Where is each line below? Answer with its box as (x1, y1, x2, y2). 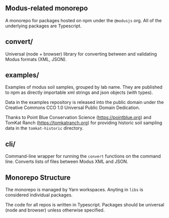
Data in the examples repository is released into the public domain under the (5, 99, 164, 105)
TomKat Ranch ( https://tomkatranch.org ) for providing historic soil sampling (5, 120, 162, 126)
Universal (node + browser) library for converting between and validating (5, 50, 157, 57)
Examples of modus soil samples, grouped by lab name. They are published (5, 84, 163, 90)
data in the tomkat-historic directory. (5, 125, 84, 131)
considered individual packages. (5, 192, 73, 198)
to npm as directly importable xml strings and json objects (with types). (5, 89, 153, 95)
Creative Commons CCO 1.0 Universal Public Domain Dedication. (5, 104, 140, 111)
